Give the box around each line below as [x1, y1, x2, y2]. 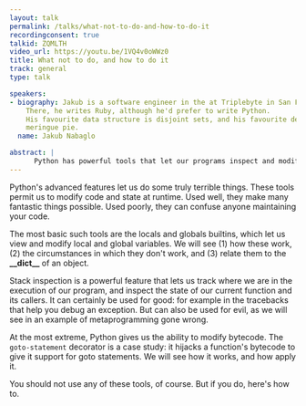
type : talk [9, 73, 51, 82]
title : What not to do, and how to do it [9, 56, 169, 65]
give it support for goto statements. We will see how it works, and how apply [9, 350, 296, 361]
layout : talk [9, 13, 59, 23]
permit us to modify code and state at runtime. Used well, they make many [9, 191, 289, 202]
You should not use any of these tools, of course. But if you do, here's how [9, 378, 290, 389]
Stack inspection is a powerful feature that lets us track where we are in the [9, 275, 293, 286]
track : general [9, 65, 67, 74]
